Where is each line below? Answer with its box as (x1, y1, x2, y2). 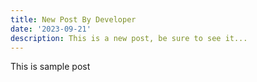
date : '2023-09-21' (10, 24, 92, 34)
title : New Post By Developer (10, 14, 137, 25)
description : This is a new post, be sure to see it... (10, 33, 248, 43)
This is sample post (10, 61, 91, 73)
